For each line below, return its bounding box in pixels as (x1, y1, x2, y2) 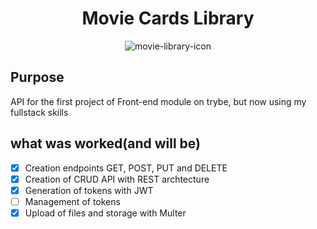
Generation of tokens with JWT (24, 184, 154, 196)
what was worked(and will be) (10, 135, 201, 152)
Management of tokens (24, 195, 121, 207)
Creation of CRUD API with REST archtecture (24, 173, 210, 185)
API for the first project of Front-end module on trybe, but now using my (10, 95, 307, 107)
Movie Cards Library (81, 7, 255, 30)
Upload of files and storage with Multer (24, 207, 187, 219)
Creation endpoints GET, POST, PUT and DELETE (24, 162, 228, 174)
